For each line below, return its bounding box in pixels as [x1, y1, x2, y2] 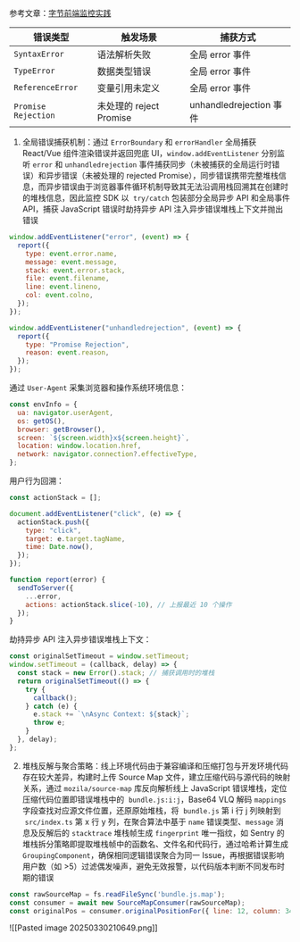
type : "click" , [25, 526, 82, 535]
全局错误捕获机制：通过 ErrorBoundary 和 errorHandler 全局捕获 [21, 137, 257, 147]
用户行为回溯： [9, 476, 64, 486]
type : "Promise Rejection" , [25, 340, 129, 349]
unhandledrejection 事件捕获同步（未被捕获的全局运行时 [64, 159, 272, 170]
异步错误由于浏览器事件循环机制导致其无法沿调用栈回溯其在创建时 [46, 181, 288, 192]
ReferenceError [13, 83, 79, 92]
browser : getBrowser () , [17, 425, 105, 434]
